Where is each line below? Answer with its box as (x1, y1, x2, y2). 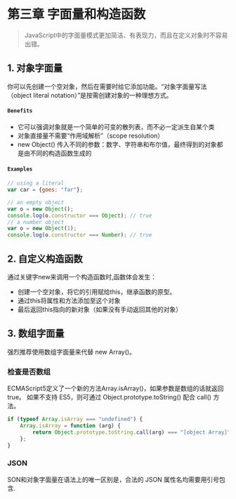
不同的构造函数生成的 (29, 149, 92, 157)
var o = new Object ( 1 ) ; (7, 225, 77, 232)
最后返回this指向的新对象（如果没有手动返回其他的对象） (17, 305, 183, 313)
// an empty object (7, 199, 65, 206)
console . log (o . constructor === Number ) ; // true (7, 232, 152, 239)
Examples (7, 166, 33, 173)
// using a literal (7, 180, 65, 187)
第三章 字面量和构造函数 (7, 6, 146, 22)
